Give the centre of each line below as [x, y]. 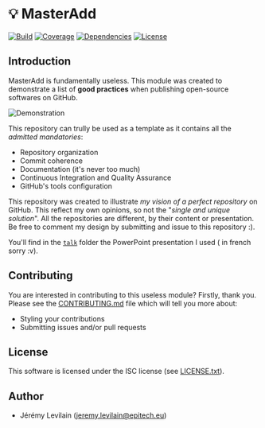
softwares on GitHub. [43, 97]
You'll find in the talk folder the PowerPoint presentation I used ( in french [130, 242]
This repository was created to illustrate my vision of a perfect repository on [133, 201]
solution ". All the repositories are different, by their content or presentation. [131, 218]
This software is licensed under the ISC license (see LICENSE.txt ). [117, 372]
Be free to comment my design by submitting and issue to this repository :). [132, 227]
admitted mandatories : [46, 137]
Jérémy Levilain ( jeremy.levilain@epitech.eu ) [93, 415]
